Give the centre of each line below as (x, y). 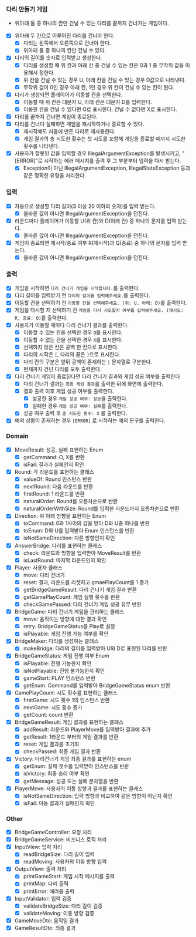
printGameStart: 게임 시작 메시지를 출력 (69, 877)
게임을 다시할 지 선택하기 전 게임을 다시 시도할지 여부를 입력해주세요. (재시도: (99, 310)
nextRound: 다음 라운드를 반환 (58, 486)
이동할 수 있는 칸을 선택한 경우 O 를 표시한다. (73, 332)
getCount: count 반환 (48, 714)
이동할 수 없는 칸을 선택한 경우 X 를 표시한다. (73, 339)
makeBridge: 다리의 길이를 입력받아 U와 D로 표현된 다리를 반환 (95, 648)
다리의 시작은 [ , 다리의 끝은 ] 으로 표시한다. (72, 354)
